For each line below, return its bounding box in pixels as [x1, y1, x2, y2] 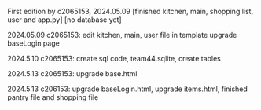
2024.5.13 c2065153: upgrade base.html [7, 69, 138, 78]
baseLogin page [7, 38, 60, 48]
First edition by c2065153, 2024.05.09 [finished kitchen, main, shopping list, [7, 7, 253, 16]
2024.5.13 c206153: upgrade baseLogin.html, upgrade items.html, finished [7, 84, 248, 93]
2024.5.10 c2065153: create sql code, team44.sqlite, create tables [7, 54, 222, 63]
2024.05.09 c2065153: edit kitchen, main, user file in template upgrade [7, 31, 237, 39]
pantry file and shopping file [7, 93, 99, 101]
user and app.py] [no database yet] [7, 15, 123, 24]
